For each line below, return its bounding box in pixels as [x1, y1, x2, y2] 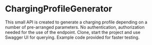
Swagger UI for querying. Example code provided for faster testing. [5, 34, 140, 40]
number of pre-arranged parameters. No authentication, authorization [5, 24, 145, 30]
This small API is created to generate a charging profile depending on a [5, 19, 148, 25]
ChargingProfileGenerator [5, 3, 113, 14]
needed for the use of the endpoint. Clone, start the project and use [5, 29, 141, 35]
